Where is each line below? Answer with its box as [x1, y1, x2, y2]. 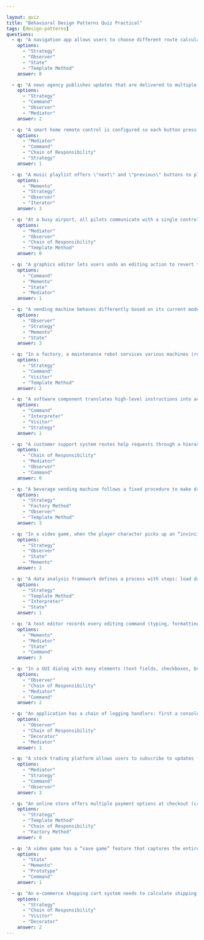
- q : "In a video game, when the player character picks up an [12, 531, 175, 537]
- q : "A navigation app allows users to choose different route [12, 37, 178, 43]
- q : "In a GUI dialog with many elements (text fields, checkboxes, [12, 666, 191, 672]
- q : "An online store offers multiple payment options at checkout [12, 801, 189, 807]
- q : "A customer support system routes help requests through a [12, 441, 181, 447]
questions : [6, 31, 34, 37]
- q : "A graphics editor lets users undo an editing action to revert [12, 262, 194, 268]
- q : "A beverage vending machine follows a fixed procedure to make [12, 486, 191, 492]
